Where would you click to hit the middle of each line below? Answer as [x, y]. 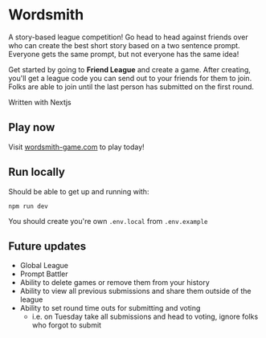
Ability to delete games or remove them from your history [115, 283]
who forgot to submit [67, 325]
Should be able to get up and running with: [79, 191]
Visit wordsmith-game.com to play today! [76, 147]
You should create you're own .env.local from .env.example [108, 221]
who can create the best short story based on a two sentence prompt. [124, 45]
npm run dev [28, 206]
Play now [32, 127]
